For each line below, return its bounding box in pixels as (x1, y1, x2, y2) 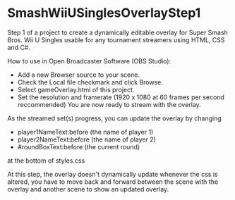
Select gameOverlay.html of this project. (17, 85, 135, 94)
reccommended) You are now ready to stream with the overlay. (17, 100, 201, 108)
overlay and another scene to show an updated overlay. (7, 185, 169, 193)
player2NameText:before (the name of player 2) (17, 135, 157, 144)
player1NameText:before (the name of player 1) (17, 127, 154, 136)
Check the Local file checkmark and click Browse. (17, 77, 164, 86)
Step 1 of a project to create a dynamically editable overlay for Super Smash (7, 28, 228, 37)
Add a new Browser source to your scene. (17, 70, 140, 79)
